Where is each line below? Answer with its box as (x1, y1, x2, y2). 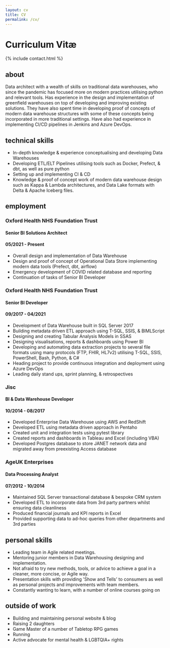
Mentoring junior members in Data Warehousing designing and (12, 555, 144, 561)
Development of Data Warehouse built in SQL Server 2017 (12, 322, 133, 328)
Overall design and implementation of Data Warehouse (12, 253, 127, 259)
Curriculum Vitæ (5, 39, 77, 50)
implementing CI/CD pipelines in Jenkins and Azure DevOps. (5, 121, 132, 127)
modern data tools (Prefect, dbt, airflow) (12, 263, 97, 269)
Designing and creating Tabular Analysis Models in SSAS (12, 333, 132, 339)
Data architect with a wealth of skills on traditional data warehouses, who (5, 84, 158, 90)
